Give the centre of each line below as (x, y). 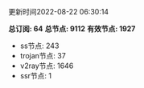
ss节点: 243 (39, 46)
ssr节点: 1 (36, 76)
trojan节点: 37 (43, 56)
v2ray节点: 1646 (47, 66)
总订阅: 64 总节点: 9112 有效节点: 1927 (72, 29)
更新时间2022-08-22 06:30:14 (59, 12)
